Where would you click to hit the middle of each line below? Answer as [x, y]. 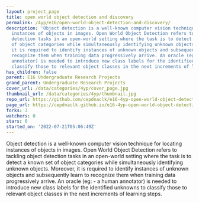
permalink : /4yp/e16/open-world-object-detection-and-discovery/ [88, 22]
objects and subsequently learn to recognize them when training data [91, 175]
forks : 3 [17, 110]
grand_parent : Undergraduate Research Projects [66, 83]
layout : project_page [33, 12]
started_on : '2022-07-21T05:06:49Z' [51, 127]
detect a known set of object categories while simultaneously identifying [95, 162]
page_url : [18, 105]
